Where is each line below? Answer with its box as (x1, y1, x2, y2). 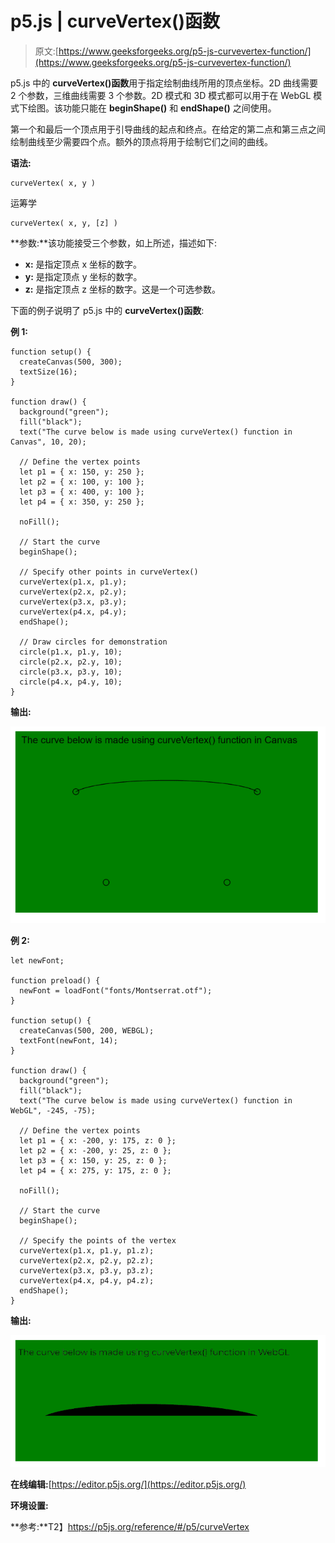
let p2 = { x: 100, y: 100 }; (19, 477, 145, 487)
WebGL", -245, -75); (10, 1106, 97, 1116)
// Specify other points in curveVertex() (19, 567, 199, 577)
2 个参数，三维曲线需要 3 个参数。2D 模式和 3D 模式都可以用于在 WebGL (10, 89, 312, 101)
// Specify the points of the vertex (19, 1236, 177, 1246)
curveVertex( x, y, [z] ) (10, 218, 118, 228)
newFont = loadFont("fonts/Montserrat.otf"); (19, 986, 213, 996)
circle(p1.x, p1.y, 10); (19, 647, 123, 657)
